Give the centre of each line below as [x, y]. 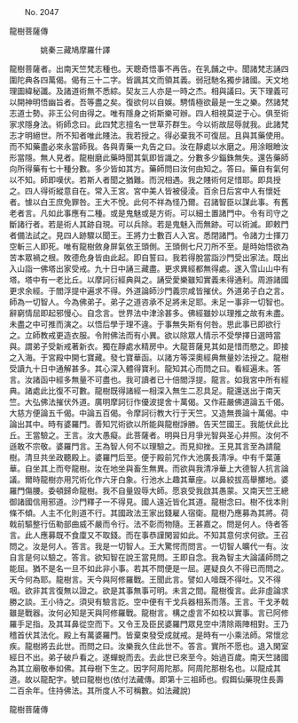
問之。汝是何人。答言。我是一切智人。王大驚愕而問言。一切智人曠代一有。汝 [149, 546]
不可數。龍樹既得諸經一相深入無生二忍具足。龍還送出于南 [168, 391]
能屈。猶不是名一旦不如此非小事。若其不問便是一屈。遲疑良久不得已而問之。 [149, 568]
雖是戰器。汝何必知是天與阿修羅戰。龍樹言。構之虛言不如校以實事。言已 [141, 613]
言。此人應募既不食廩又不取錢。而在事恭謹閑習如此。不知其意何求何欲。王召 [149, 535]
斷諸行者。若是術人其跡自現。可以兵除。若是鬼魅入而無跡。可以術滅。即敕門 [149, 224]
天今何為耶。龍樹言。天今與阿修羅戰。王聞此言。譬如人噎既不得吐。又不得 [145, 580]
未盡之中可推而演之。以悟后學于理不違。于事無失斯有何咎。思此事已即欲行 [145, 324]
